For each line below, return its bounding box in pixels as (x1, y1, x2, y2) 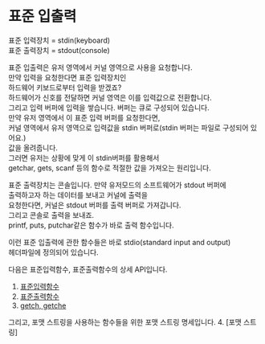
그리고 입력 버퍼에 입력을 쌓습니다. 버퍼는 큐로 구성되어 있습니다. (8, 102, 210, 113)
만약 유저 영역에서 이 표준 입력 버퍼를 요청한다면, (8, 113, 161, 122)
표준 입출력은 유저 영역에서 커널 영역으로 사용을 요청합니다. (8, 62, 193, 72)
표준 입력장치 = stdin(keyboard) (8, 35, 111, 45)
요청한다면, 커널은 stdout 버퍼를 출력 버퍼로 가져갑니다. (8, 200, 181, 210)
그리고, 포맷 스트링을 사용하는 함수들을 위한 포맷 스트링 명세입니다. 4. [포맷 (8, 317, 243, 326)
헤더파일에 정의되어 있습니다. (8, 247, 99, 257)
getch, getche (19, 301, 67, 310)
